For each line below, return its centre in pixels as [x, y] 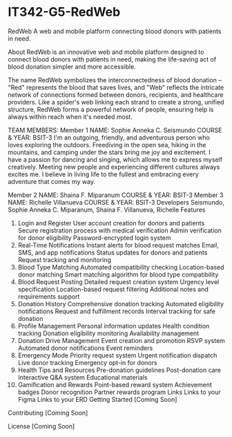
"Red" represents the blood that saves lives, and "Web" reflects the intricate [116, 87]
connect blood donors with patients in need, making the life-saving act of [112, 59]
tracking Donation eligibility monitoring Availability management [108, 333]
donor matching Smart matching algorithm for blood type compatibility [118, 275]
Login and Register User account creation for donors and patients [111, 223]
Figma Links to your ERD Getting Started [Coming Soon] [97, 399]
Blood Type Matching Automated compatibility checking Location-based [121, 267]
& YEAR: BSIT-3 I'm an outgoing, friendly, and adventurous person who [109, 137]
